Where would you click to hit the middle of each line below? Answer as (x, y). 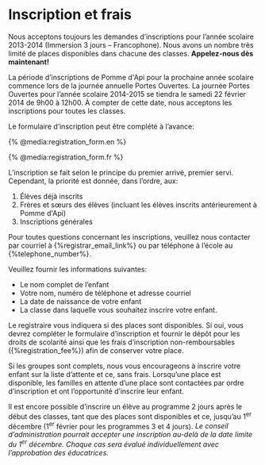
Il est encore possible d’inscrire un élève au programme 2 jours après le (125, 406)
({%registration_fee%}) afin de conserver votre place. (96, 350)
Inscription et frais (70, 15)
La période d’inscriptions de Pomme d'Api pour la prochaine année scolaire (131, 77)
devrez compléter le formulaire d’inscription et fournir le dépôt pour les (124, 333)
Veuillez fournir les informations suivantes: (78, 269)
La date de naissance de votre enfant (81, 301)
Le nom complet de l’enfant (64, 284)
